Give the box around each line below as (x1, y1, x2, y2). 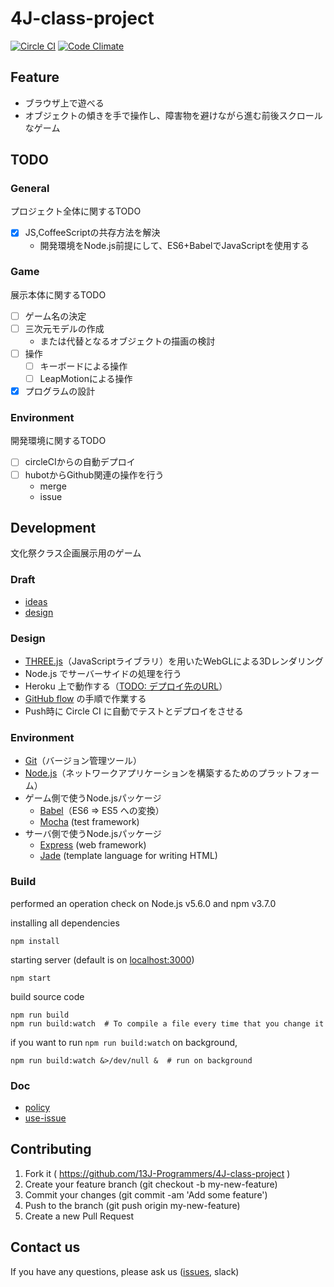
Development (10, 519, 97, 536)
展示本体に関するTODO (10, 288, 107, 301)
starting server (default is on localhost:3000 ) (10, 953, 195, 966)
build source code (10, 990, 85, 1002)
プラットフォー (258, 767, 320, 779)
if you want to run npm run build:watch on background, (10, 1036, 238, 1048)
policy (24, 1101, 51, 1113)
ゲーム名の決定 (24, 310, 87, 322)
